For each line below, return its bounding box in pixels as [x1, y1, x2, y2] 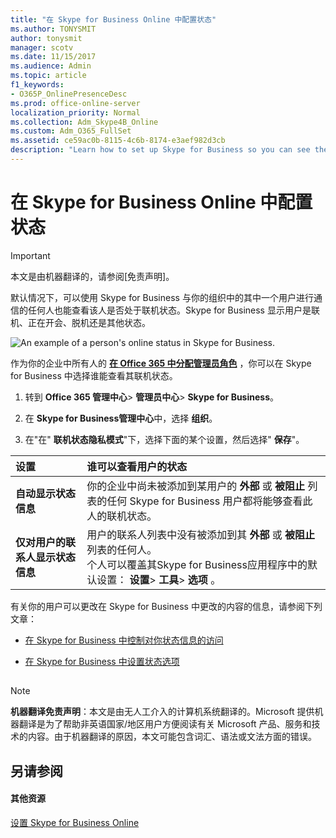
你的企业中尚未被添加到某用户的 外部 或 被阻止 [86, 479, 306, 493]
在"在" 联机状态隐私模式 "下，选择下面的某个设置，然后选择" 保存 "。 [24, 433, 305, 445]
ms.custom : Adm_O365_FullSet [10, 126, 132, 136]
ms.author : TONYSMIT [10, 24, 97, 34]
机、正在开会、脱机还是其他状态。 [10, 316, 151, 328]
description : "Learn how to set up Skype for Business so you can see [10, 145, 311, 155]
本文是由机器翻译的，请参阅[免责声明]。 [10, 270, 175, 282]
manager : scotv [10, 42, 74, 53]
